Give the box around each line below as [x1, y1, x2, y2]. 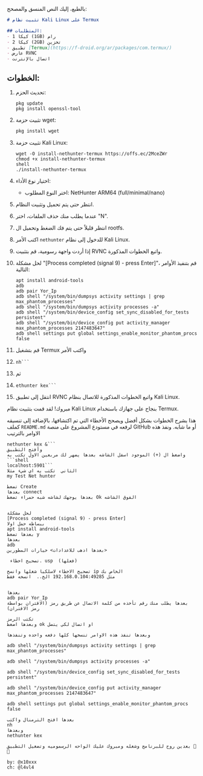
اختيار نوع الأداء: [15, 177, 51, 184]
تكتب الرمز [7, 616, 34, 622]
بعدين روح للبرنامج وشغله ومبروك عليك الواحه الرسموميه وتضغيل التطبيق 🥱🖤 [7, 743, 197, 749]
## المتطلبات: [7, 27, 43, 34]
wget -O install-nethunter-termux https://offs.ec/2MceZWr [15, 151, 168, 157]
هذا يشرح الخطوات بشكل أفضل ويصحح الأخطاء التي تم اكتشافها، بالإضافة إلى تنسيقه [7, 416, 196, 424]
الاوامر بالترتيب [7, 429, 40, 436]
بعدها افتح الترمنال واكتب [7, 717, 75, 723]
